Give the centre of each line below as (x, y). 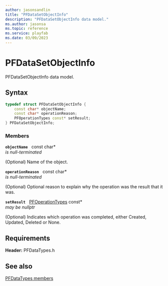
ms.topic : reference (27, 29)
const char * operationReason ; (46, 114)
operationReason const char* (36, 172)
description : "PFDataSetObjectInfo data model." (57, 19)
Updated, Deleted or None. (33, 223)
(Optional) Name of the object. (37, 162)
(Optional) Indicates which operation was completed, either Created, (76, 217)
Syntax (17, 93)
